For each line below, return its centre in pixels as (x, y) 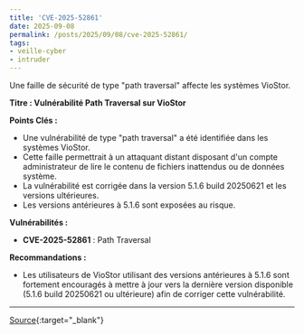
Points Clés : (33, 120)
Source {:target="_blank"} (57, 320)
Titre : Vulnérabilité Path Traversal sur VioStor (98, 103)
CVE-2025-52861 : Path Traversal (86, 240)
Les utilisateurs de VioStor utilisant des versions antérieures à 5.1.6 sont (156, 275)
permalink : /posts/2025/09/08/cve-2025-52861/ (99, 34)
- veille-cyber (38, 51)
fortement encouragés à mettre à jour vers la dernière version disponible (158, 284)
